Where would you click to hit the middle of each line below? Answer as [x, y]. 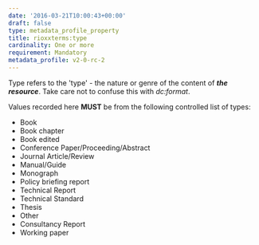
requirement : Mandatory [48, 53]
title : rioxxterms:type [48, 38]
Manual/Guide [43, 164]
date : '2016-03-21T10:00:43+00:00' [67, 16]
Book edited [39, 139]
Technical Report [48, 190]
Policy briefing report [55, 181]
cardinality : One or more [51, 45]
